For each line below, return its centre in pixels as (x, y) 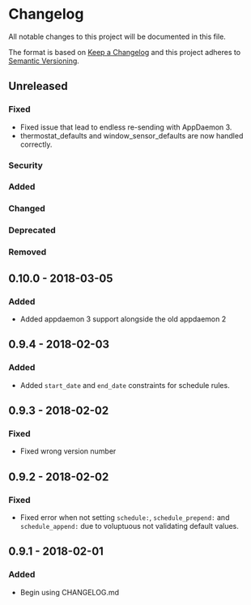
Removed (28, 252)
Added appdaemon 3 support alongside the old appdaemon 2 (123, 319)
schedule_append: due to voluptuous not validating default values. (129, 526)
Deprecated (32, 230)
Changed (27, 209)
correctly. (36, 144)
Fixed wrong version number (68, 451)
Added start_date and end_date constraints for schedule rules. (125, 385)
